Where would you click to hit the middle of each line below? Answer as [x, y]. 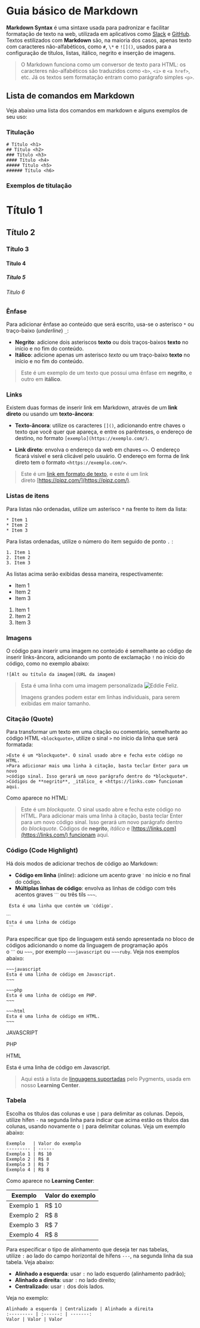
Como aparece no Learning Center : [50, 1181]
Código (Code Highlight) [42, 850]
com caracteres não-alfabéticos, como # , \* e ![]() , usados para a [89, 47]
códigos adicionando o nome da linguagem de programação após [87, 945]
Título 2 [21, 232]
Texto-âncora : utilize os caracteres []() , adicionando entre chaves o [100, 426]
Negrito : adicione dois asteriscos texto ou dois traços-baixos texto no [101, 342]
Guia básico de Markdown [72, 11]
